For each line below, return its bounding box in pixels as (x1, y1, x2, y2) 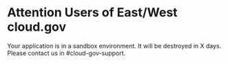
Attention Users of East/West (7, 5, 178, 20)
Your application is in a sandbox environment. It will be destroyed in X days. (7, 42, 222, 50)
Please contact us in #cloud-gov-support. (7, 49, 126, 57)
